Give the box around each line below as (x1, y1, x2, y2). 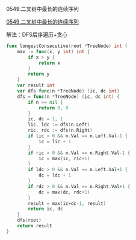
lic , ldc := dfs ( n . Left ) (28, 122, 90, 128)
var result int (17, 82, 55, 89)
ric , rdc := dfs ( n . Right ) (28, 128, 93, 134)
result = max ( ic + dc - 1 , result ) (28, 200, 107, 207)
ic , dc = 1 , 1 (28, 116, 63, 122)
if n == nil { (28, 99, 63, 105)
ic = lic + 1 (38, 138, 71, 144)
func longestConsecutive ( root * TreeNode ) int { (6, 43, 128, 49)
